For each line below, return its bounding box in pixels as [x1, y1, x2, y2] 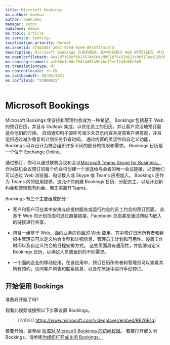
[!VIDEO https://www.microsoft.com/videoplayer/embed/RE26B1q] [17, 317, 156, 323]
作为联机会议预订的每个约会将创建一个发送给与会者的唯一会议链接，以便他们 [5, 165, 165, 172]
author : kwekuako [5, 17, 42, 22]
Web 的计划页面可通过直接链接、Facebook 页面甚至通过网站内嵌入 [22, 212, 162, 219]
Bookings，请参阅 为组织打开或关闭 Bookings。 [5, 334, 103, 340]
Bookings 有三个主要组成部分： [5, 195, 71, 201]
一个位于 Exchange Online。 [5, 149, 64, 155]
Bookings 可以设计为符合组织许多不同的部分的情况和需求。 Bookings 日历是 [5, 142, 163, 148]
